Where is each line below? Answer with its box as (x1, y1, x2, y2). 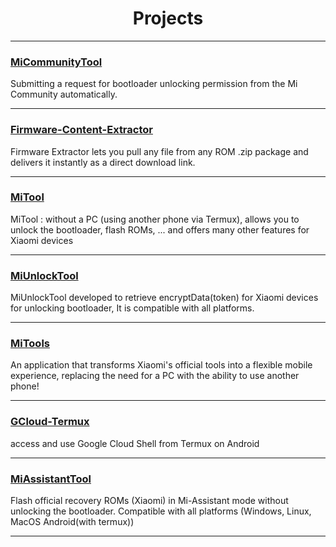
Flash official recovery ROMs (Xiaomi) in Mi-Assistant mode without (10, 495, 289, 507)
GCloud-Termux (10, 415, 90, 429)
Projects (132, 7, 204, 30)
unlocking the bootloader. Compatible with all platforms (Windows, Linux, (10, 505, 312, 517)
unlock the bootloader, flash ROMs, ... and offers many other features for (10, 223, 310, 236)
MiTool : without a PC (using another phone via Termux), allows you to (10, 213, 300, 225)
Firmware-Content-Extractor (10, 123, 153, 137)
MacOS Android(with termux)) (10, 516, 135, 528)
